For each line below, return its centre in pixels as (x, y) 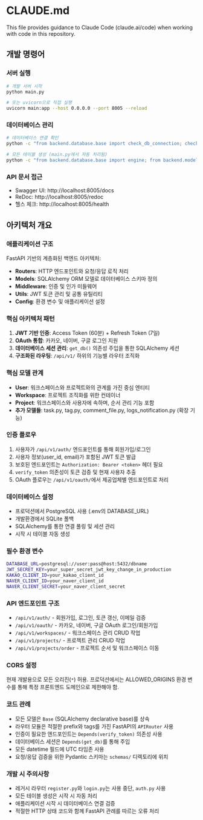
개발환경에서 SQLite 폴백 (44, 519)
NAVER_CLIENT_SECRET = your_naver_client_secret (66, 586)
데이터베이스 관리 (30, 125)
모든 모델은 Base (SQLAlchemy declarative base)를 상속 (82, 719)
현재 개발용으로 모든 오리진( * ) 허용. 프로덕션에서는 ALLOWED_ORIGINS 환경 (96, 679)
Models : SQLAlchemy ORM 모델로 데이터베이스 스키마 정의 (86, 278)
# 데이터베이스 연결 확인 (33, 138)
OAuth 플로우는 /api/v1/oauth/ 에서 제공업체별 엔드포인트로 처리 (92, 479)
